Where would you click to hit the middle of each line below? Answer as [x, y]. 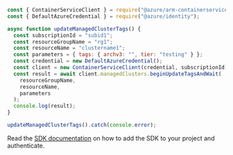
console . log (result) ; [45, 106]
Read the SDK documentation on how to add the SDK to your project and [111, 138]
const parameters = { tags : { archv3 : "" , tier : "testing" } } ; [108, 55]
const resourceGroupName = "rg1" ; [63, 42]
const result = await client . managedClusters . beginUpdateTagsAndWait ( [118, 74]
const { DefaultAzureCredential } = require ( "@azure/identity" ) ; [103, 16]
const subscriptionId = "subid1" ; [63, 35]
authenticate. [26, 145]
